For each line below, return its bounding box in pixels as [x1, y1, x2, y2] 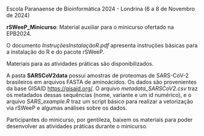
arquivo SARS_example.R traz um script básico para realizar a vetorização [6, 98, 194, 105]
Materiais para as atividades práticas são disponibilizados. [6, 60, 154, 67]
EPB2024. [6, 30, 32, 37]
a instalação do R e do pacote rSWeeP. [6, 48, 105, 55]
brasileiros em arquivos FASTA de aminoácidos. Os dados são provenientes [6, 79, 197, 85]
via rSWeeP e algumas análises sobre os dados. [6, 104, 127, 112]
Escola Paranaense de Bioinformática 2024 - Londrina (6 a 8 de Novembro [6, 5, 195, 12]
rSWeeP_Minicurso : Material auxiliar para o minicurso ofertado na [6, 24, 175, 30]
